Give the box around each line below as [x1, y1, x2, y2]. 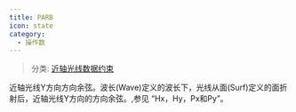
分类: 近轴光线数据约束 [30, 63, 114, 74]
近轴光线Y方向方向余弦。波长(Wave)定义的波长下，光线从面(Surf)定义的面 [9, 82, 280, 93]
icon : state [9, 21, 53, 30]
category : [9, 29, 46, 38]
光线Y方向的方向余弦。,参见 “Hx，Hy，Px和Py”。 [47, 93, 228, 104]
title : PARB [9, 12, 53, 22]
